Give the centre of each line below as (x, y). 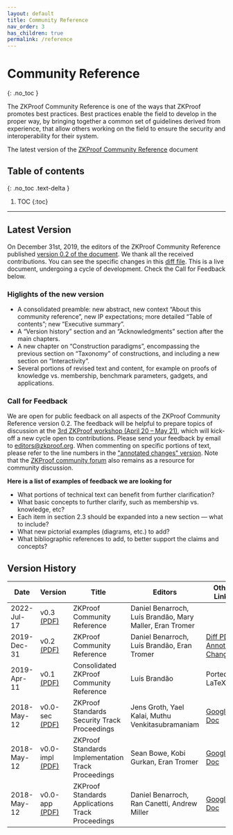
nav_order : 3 (26, 26)
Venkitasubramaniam (165, 725)
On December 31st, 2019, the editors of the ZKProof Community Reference (114, 247)
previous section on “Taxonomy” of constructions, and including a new (118, 353)
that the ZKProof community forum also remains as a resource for (101, 461)
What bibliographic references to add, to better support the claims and (118, 539)
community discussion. (41, 468)
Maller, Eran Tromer (163, 626)
